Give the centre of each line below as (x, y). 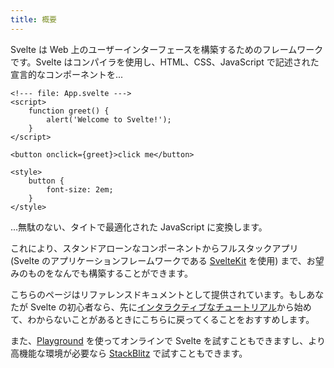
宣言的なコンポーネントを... (67, 74)
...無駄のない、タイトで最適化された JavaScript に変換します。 (139, 227)
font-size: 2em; (80, 189)
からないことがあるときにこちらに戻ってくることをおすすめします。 (175, 319)
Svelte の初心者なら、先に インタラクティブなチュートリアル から (162, 307)
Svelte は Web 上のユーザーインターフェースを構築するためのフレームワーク (167, 49)
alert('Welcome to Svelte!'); (109, 119)
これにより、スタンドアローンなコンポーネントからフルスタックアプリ (154, 248)
